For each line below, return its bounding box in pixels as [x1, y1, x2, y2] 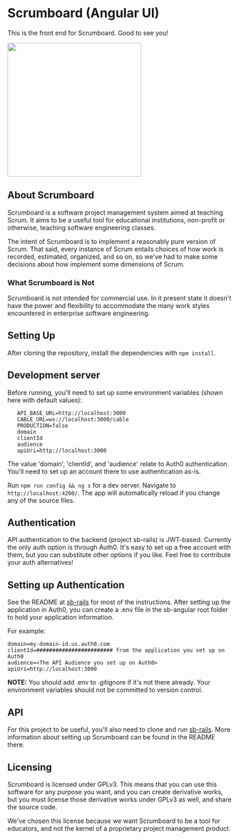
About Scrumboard [7, 189, 95, 201]
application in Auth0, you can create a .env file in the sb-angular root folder [7, 605, 228, 614]
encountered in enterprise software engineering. [7, 309, 151, 318]
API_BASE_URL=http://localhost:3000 [16, 409, 126, 416]
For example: [7, 627, 46, 635]
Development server [7, 369, 101, 381]
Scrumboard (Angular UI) [7, 5, 160, 21]
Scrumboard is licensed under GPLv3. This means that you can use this [7, 779, 218, 789]
